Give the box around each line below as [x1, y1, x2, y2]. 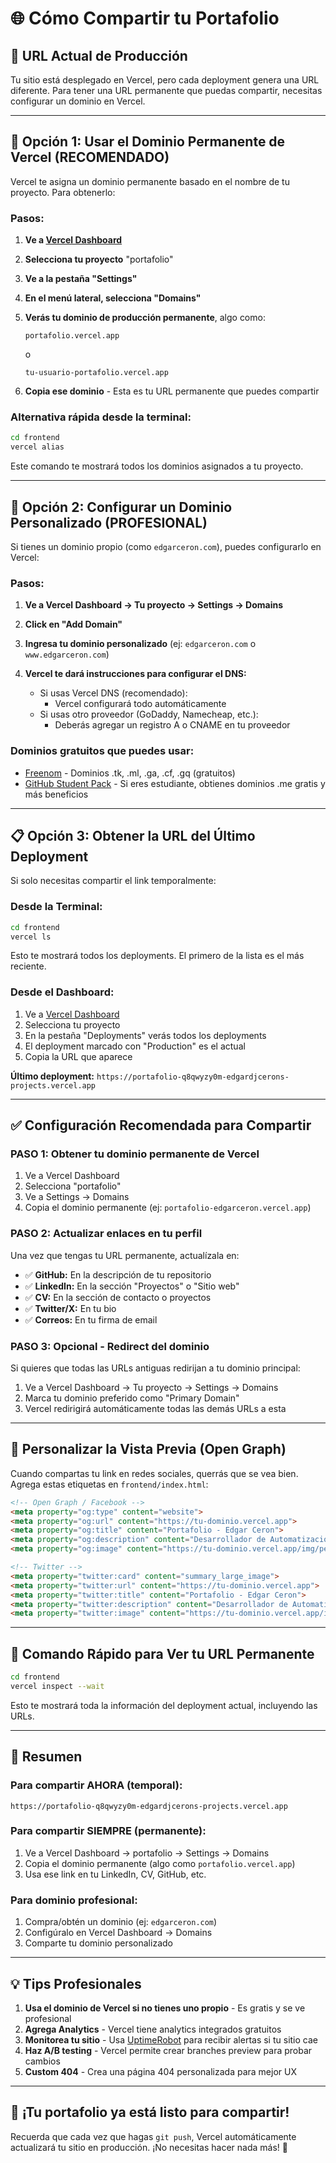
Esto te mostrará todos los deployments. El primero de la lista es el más [10, 950, 305, 962]
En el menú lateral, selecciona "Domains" [24, 292, 202, 304]
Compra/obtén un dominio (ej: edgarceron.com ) [24, 1916, 218, 1928]
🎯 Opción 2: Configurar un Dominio [10, 498, 233, 516]
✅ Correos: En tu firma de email [24, 1313, 158, 1326]
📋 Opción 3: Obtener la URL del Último [10, 827, 256, 844]
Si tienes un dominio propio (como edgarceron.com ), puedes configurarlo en [10, 540, 322, 552]
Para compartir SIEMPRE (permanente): [10, 1824, 207, 1838]
